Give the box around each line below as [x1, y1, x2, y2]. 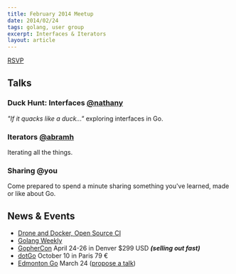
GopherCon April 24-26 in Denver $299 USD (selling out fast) [17, 244, 200, 253]
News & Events [7, 210, 75, 222]
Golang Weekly [17, 236, 63, 245]
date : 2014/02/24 [7, 17, 59, 24]
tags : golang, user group [7, 23, 84, 31]
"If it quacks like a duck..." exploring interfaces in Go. [7, 114, 163, 123]
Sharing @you [7, 166, 58, 176]
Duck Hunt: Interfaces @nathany [7, 98, 124, 108]
